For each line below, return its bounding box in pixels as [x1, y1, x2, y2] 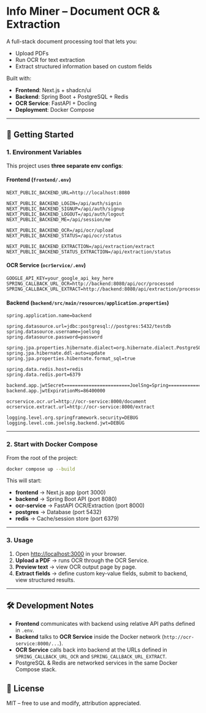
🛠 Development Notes [6, 601, 94, 611]
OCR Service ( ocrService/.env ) [6, 262, 86, 269]
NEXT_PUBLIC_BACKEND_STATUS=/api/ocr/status [6, 232, 122, 239]
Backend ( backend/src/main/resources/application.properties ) [6, 299, 169, 306]
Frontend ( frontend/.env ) [6, 176, 72, 184]
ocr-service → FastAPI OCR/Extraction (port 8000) [15, 502, 145, 509]
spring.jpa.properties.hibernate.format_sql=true [6, 356, 136, 362]
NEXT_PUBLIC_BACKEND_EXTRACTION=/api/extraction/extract [6, 243, 155, 249]
